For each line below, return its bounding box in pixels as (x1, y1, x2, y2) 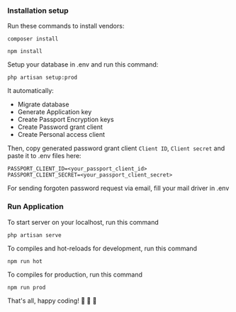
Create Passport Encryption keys (17, 116, 115, 124)
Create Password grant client (17, 123, 103, 131)
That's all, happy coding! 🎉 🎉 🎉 (7, 296, 97, 305)
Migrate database (17, 100, 69, 108)
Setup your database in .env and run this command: (7, 60, 159, 69)
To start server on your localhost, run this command (7, 218, 159, 226)
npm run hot (7, 257, 43, 264)
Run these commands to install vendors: (7, 22, 125, 30)
